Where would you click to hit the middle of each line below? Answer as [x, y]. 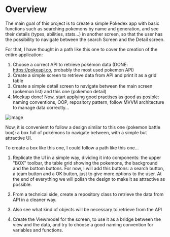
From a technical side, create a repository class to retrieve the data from [88, 194]
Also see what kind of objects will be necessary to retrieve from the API [87, 209]
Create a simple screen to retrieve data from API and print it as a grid [84, 75]
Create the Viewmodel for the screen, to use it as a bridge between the [87, 219]
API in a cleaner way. [35, 200]
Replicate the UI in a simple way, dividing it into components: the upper [87, 157]
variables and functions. [38, 230]
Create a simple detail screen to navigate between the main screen [82, 86]
